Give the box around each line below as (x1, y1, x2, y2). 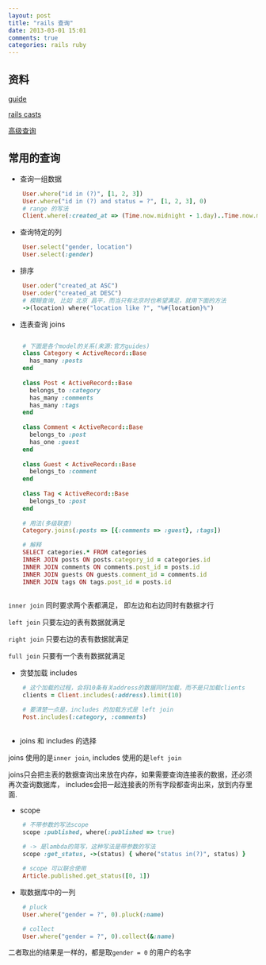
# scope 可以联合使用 (22, 865, 87, 873)
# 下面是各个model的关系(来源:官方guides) (22, 342, 150, 350)
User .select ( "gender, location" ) (22, 243, 133, 251)
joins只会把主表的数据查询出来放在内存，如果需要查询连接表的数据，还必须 (8, 770, 253, 779)
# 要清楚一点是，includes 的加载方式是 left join (22, 706, 174, 714)
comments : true (8, 33, 59, 42)
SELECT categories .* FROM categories (22, 549, 147, 557)
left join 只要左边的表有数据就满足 (8, 617, 126, 627)
